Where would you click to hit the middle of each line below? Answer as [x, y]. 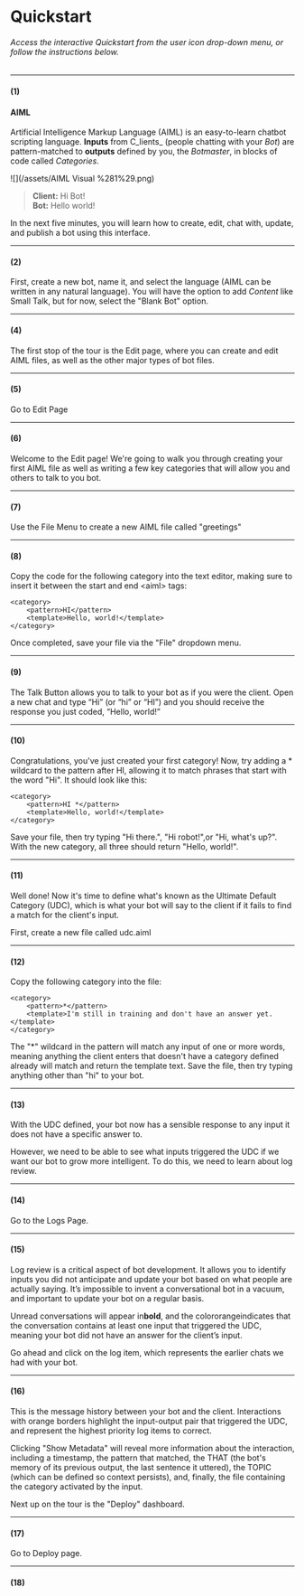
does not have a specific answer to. [77, 1134]
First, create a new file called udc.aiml [81, 933]
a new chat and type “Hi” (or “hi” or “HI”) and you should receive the [138, 701]
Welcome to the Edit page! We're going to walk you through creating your [147, 459]
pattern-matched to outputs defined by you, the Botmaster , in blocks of [144, 152]
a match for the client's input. [65, 915]
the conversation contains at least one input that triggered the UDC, [136, 1325]
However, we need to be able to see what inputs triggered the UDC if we [145, 1152]
